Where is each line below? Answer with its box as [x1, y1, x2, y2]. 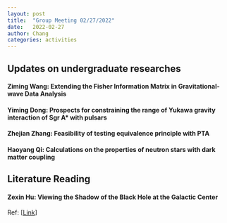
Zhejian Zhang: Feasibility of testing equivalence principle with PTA [7, 129, 210, 138]
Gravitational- [178, 82, 220, 91]
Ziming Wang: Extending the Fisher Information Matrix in [7, 82, 178, 91]
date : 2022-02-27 [7, 23, 65, 30]
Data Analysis [24, 89, 67, 98]
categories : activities [7, 37, 78, 44]
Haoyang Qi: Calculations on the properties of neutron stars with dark [7, 145, 216, 153]
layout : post [7, 10, 46, 18]
